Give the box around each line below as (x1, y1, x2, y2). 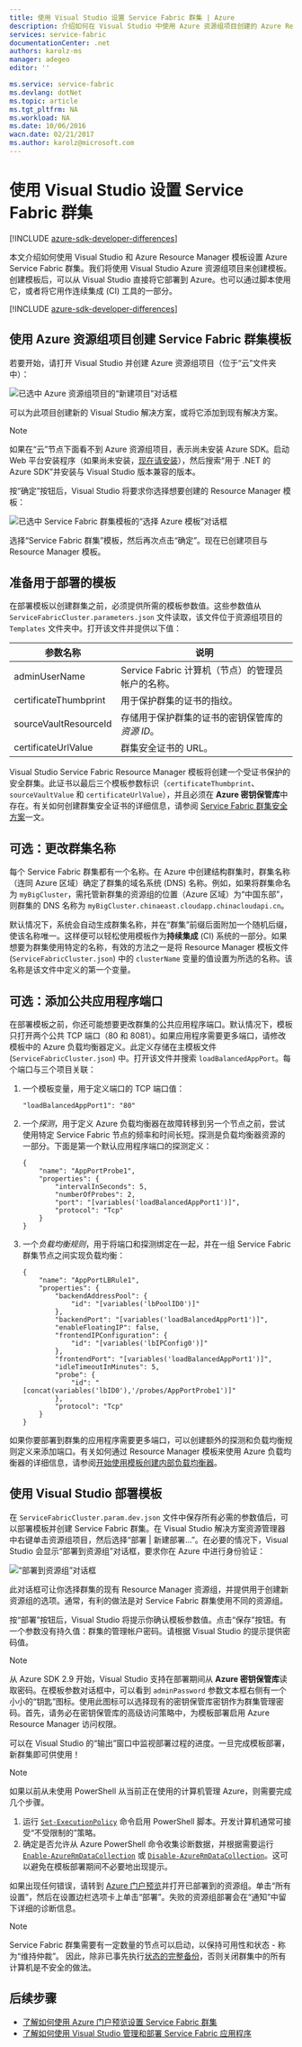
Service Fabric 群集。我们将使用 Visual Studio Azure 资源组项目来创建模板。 (9, 262, 292, 273)
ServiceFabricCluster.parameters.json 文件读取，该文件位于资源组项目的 (9, 612, 283, 623)
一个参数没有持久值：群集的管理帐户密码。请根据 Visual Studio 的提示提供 (9, 1625, 283, 1636)
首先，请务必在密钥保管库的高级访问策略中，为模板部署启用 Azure (24, 1707, 270, 1718)
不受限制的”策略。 (33, 1827, 102, 1838)
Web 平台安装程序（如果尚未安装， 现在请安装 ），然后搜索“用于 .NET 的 (9, 454, 271, 465)
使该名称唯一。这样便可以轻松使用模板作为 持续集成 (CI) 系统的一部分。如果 (9, 930, 288, 942)
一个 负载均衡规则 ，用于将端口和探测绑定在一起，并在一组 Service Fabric (22, 1238, 291, 1249)
